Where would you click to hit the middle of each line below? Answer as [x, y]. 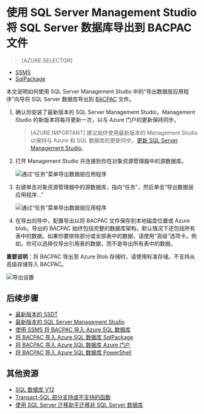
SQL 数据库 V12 [35, 390]
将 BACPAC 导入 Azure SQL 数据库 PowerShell [73, 352]
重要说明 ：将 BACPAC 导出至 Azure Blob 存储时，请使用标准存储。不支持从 [101, 256]
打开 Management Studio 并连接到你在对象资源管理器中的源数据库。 [101, 161]
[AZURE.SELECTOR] [47, 60]
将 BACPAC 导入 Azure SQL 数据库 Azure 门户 [73, 345]
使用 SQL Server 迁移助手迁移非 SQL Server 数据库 [79, 405]
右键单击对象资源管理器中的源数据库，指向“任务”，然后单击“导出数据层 [104, 187]
